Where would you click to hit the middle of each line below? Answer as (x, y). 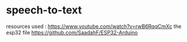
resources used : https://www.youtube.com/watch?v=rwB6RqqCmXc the (94, 26)
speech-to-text (44, 10)
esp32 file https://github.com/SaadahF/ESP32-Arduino (72, 32)
